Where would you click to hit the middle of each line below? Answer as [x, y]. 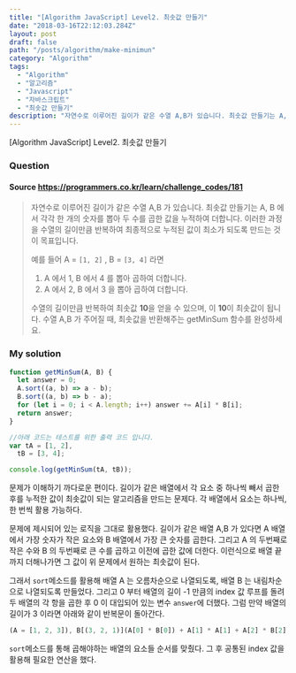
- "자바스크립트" [43, 99]
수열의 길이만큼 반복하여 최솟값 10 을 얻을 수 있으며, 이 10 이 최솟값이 [148, 308]
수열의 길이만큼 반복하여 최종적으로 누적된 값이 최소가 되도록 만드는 [156, 230]
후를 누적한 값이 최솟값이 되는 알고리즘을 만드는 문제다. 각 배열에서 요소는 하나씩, [148, 499]
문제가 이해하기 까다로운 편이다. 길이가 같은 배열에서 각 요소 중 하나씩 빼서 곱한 [144, 488]
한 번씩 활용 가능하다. [46, 510]
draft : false [33, 42]
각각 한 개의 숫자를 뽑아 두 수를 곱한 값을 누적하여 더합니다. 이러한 [153, 218]
